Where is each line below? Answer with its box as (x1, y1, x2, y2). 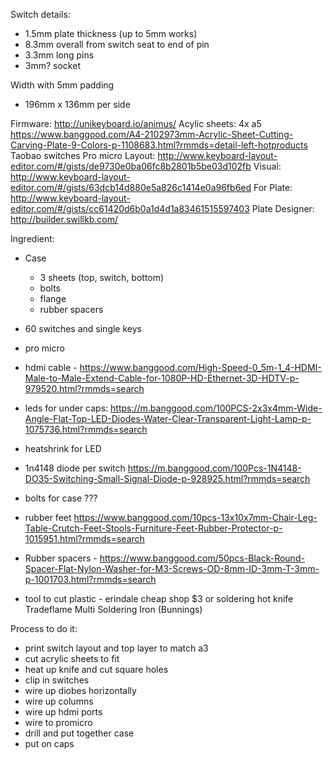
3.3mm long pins (24, 49, 95, 61)
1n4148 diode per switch (24, 462, 126, 474)
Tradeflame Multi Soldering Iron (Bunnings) (24, 604, 203, 615)
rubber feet (24, 512, 72, 523)
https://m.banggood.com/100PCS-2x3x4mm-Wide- (110, 402, 323, 414)
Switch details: (10, 9, 71, 20)
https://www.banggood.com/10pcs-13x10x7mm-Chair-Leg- (73, 512, 318, 523)
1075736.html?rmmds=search (24, 424, 148, 435)
